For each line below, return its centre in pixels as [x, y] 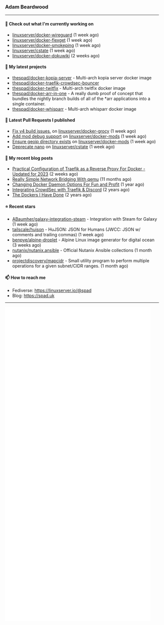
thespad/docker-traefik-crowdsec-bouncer [55, 83]
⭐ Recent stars [20, 206]
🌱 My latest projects [26, 67]
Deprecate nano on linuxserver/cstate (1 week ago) [63, 147]
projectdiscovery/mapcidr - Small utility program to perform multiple [81, 261]
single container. [29, 103]
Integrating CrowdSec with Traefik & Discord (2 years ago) [71, 190]
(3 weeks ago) [27, 245]
